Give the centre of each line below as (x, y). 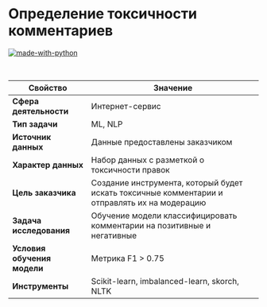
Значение (173, 87)
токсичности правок (131, 169)
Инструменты (41, 286)
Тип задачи (35, 124)
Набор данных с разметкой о (148, 160)
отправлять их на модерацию (149, 202)
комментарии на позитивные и (151, 225)
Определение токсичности (103, 14)
